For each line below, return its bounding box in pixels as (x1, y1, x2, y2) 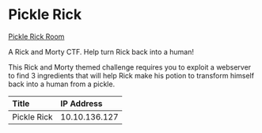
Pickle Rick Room (8, 32, 65, 41)
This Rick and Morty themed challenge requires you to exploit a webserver (8, 62, 252, 72)
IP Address (60, 97, 103, 108)
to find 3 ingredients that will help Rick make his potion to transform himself (8, 70, 255, 80)
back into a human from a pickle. (8, 79, 116, 89)
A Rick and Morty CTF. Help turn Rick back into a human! (8, 47, 194, 56)
